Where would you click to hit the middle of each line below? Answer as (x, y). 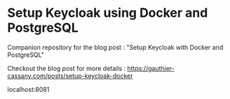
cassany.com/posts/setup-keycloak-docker (70, 76)
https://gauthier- (151, 68)
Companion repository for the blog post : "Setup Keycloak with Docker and (115, 47)
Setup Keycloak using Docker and (108, 13)
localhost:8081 (28, 89)
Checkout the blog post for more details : (67, 68)
